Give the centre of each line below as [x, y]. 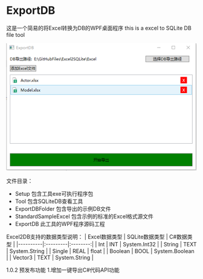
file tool [16, 34]
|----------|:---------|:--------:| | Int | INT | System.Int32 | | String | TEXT [106, 244]
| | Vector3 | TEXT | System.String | [50, 257]
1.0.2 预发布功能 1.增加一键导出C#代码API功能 [63, 270]
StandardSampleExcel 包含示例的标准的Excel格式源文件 [84, 216]
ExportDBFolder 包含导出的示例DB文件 [63, 208]
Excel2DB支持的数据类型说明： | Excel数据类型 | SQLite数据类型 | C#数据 [97, 237]
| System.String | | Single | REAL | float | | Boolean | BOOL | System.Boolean [100, 251]
